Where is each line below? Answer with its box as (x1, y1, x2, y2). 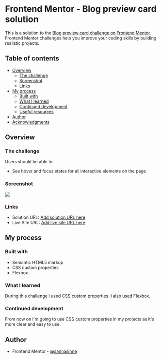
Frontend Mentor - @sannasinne (12, 348, 77, 354)
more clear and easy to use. (5, 321, 61, 327)
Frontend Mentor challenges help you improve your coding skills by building (5, 35, 157, 41)
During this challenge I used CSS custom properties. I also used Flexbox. (5, 293, 150, 299)
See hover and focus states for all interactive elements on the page (12, 168, 146, 174)
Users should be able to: (5, 159, 54, 165)
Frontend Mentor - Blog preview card (5, 3, 157, 15)
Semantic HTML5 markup (12, 259, 64, 265)
